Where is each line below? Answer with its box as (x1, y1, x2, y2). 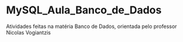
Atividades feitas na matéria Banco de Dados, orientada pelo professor (6, 23, 177, 30)
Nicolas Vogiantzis (6, 29, 51, 36)
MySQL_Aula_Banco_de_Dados (6, 3, 162, 17)
